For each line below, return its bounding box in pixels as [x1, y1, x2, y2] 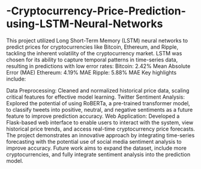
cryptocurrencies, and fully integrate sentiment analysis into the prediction [6, 150, 191, 158]
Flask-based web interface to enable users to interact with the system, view [6, 118, 194, 126]
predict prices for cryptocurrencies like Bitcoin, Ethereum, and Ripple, [6, 43, 179, 51]
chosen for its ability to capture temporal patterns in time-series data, [6, 56, 178, 63]
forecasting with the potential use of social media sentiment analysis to [6, 138, 182, 145]
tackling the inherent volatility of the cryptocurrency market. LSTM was [6, 49, 182, 57]
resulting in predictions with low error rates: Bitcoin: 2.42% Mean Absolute [6, 62, 191, 70]
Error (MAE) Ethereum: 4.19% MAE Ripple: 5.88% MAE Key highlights [6, 69, 177, 76]
